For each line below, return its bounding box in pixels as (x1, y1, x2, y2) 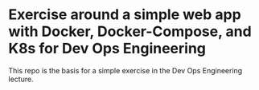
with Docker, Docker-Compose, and (8, 22, 252, 41)
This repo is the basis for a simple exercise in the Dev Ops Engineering (8, 65, 243, 75)
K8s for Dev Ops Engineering (8, 40, 207, 57)
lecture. (8, 74, 34, 84)
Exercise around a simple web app (8, 6, 241, 24)
